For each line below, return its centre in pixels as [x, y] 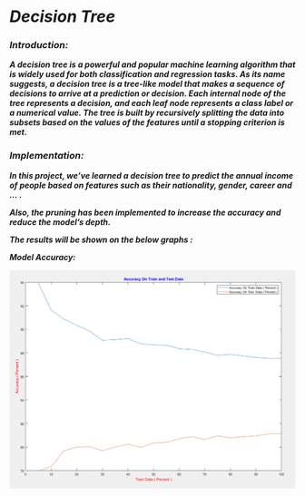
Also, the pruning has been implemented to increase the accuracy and [145, 212]
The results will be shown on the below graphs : [101, 239]
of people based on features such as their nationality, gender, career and [151, 185]
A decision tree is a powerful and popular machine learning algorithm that [152, 64]
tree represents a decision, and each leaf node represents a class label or [152, 103]
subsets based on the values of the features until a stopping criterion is [148, 122]
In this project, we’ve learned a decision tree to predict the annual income [152, 175]
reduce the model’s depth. [60, 222]
